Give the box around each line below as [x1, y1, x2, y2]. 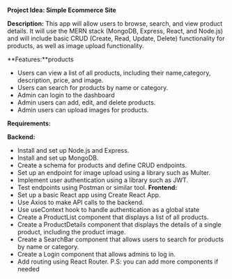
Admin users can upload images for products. [17, 106, 149, 114]
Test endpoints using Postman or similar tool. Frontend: [17, 183, 178, 191]
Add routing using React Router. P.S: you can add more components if [17, 257, 219, 266]
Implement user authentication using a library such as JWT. [17, 176, 189, 184]
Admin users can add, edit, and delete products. [17, 98, 156, 107]
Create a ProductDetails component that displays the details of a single [17, 220, 222, 229]
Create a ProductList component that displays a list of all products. [17, 213, 209, 221]
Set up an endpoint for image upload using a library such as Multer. [17, 169, 211, 176]
